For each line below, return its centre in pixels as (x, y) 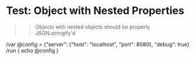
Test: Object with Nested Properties (95, 11)
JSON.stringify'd (55, 33)
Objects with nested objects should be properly (93, 27)
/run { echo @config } (32, 50)
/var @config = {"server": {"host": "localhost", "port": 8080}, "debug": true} (98, 44)
